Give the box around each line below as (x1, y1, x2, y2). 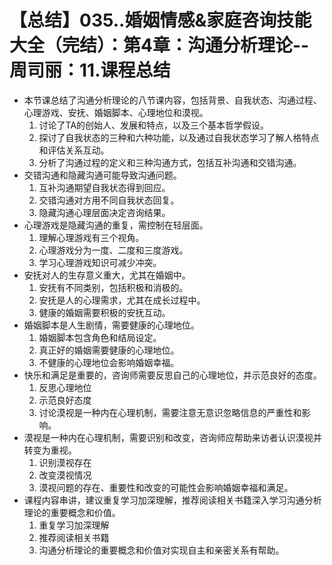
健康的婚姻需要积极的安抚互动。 (38, 306, 171, 318)
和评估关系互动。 (38, 144, 110, 156)
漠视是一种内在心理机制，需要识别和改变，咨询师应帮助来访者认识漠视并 (23, 431, 322, 443)
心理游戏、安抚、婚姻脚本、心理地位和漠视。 (23, 106, 209, 118)
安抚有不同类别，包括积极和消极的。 (38, 281, 189, 293)
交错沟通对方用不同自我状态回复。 (38, 194, 180, 206)
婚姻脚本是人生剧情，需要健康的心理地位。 (23, 319, 200, 331)
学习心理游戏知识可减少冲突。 (38, 256, 162, 268)
